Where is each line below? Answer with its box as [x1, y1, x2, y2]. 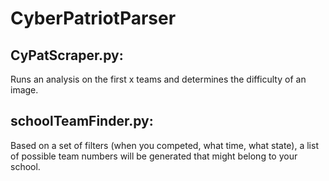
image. [10, 84, 39, 96]
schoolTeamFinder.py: [10, 113, 154, 130]
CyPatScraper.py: [10, 47, 124, 64]
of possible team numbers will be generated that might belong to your [10, 150, 298, 162]
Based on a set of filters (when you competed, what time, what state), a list [10, 139, 319, 151]
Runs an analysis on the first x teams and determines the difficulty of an [10, 73, 307, 85]
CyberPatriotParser [10, 7, 177, 30]
